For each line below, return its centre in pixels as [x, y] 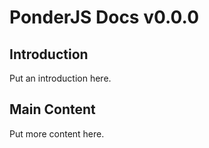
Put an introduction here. [60, 78]
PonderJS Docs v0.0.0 [104, 17]
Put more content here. [57, 133]
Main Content [52, 109]
